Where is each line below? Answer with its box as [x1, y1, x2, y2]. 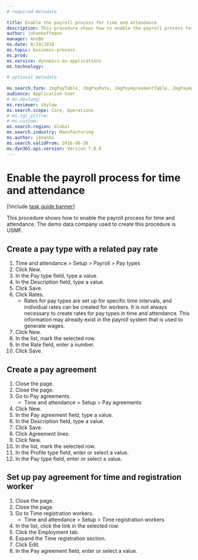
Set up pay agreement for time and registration [6, 472, 182, 482]
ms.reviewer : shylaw [6, 101, 58, 108]
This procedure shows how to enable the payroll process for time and [6, 215, 175, 222]
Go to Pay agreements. [15, 393, 71, 400]
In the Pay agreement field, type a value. [15, 411, 113, 419]
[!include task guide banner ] [6, 203, 75, 210]
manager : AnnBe [6, 36, 44, 42]
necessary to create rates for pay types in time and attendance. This [24, 310, 190, 317]
